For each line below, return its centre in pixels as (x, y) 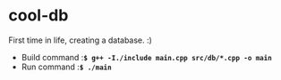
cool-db (38, 16)
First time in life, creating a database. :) (81, 40)
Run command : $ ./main (67, 67)
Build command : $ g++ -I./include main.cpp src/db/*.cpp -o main (146, 57)
